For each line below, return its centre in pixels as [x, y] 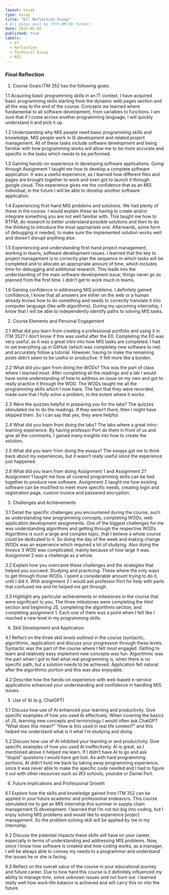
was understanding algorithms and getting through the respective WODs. [81, 528]
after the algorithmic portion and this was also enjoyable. [64, 670]
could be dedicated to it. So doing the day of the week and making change [83, 539]
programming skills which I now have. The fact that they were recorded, [80, 389]
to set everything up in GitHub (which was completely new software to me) [83, 347]
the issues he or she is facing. [36, 857]
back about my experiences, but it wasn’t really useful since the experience [84, 456]
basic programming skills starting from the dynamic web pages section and [83, 101]
